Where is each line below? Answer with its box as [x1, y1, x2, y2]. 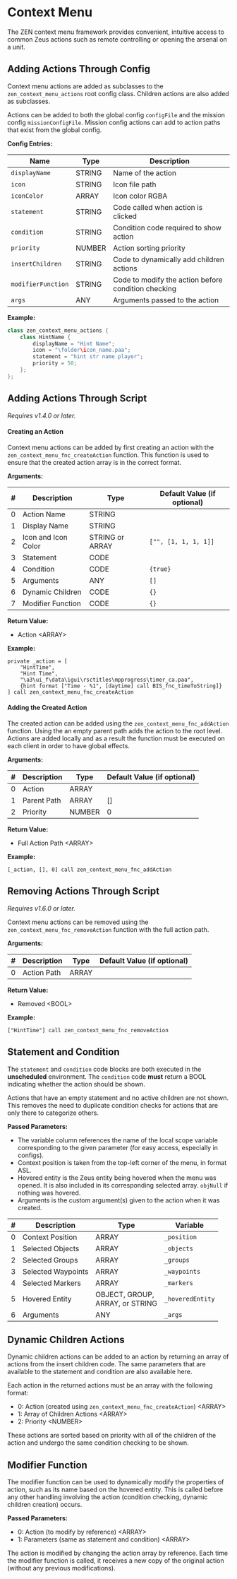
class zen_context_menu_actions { [7, 326, 109, 334]
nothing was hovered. [17, 1188, 81, 1197]
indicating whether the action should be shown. [7, 1080, 146, 1088]
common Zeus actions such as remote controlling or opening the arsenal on [7, 35, 227, 43]
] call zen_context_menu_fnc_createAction [7, 688, 134, 696]
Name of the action [112, 167, 176, 177]
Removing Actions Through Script [7, 885, 160, 897]
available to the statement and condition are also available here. [7, 1368, 193, 1376]
